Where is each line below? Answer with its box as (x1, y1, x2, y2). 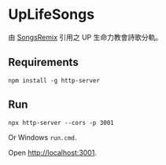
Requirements (8, 56, 79, 69)
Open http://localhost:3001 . (8, 148, 97, 157)
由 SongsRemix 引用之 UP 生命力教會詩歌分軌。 (8, 32, 163, 42)
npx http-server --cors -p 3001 (8, 119, 114, 126)
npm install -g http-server (8, 76, 101, 84)
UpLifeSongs (8, 5, 95, 24)
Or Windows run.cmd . (8, 132, 77, 142)
